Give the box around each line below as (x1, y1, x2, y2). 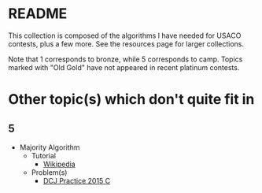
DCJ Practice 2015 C (42, 176, 111, 185)
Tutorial (31, 150, 57, 160)
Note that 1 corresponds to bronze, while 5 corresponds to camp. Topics (8, 54, 243, 64)
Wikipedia (42, 159, 76, 169)
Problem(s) (31, 167, 68, 177)
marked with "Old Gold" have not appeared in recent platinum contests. (8, 62, 240, 72)
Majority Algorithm (19, 143, 80, 152)
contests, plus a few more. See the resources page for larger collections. (8, 39, 244, 48)
